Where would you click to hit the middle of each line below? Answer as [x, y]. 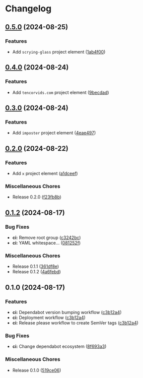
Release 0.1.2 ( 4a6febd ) [36, 272]
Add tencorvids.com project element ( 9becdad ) [61, 92]
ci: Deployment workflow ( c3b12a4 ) [49, 317]
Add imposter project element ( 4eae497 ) [54, 133]
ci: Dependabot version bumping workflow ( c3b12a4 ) [67, 312]
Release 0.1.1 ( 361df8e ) [36, 266]
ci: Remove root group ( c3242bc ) [46, 237]
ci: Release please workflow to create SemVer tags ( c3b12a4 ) [75, 322]
